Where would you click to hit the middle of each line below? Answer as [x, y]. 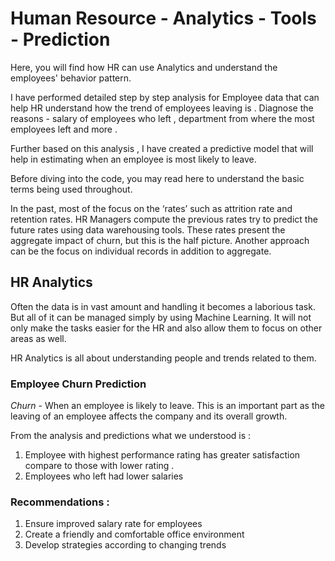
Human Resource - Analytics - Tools [163, 18]
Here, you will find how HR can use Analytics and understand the [144, 67]
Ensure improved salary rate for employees [113, 524]
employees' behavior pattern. [71, 78]
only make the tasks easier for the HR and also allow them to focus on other [166, 328]
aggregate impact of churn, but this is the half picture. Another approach [160, 240]
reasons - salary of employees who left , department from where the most [162, 118]
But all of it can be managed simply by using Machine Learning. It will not [161, 317]
